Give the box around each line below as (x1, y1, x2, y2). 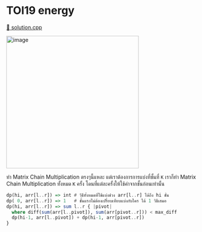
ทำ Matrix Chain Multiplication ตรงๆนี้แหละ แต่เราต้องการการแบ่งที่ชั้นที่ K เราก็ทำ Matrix (6, 173, 197, 181)
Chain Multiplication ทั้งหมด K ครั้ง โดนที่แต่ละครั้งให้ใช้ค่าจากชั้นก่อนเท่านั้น (6, 180, 165, 187)
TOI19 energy (6, 4, 75, 18)
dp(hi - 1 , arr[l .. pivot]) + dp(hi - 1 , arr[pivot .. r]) (11, 214, 145, 221)
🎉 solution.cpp (6, 24, 42, 31)
